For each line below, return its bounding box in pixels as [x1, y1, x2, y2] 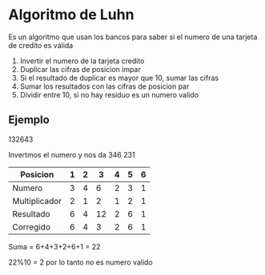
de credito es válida [8, 40, 74, 50]
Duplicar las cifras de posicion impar [19, 64, 142, 74]
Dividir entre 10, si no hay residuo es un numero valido [19, 90, 199, 99]
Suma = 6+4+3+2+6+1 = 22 [8, 241, 101, 251]
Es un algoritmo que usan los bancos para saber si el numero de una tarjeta [8, 32, 258, 42]
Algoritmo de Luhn [8, 6, 135, 24]
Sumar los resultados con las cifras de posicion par [19, 82, 190, 91]
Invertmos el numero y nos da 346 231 [8, 149, 135, 159]
